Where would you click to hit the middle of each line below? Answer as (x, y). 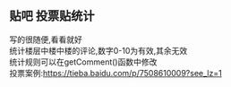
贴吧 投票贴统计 (52, 16)
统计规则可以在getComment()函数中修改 (83, 62)
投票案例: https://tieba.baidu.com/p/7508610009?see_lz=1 (115, 73)
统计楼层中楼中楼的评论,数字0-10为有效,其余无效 (98, 50)
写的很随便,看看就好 (46, 39)
